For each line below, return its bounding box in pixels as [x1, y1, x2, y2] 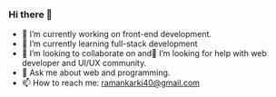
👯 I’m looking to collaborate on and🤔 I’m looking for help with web [21, 48, 267, 59]
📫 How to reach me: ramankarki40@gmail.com [21, 77, 201, 89]
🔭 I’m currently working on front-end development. [21, 29, 212, 40]
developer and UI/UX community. [21, 58, 147, 69]
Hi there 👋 [8, 8, 54, 21]
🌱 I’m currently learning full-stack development [21, 38, 198, 49]
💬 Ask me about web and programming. [21, 67, 171, 78]
